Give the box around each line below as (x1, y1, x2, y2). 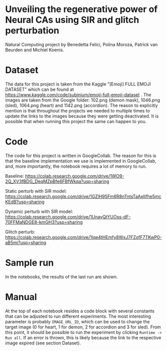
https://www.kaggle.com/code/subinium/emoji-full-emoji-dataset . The (5, 91, 151, 97)
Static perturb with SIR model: (5, 188, 67, 194)
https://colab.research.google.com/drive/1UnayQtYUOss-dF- (5, 213, 131, 219)
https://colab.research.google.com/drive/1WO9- (24, 173, 124, 179)
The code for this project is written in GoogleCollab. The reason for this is (5, 152, 156, 159)
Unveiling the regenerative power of (5, 4, 158, 15)
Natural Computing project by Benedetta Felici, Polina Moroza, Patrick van (5, 41, 158, 47)
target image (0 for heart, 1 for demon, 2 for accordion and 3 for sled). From (5, 324, 161, 330)
